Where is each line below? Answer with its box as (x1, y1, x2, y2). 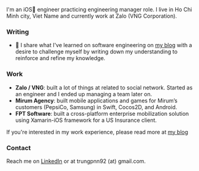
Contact (6, 143, 31, 152)
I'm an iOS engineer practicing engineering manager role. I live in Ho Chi (6, 6, 192, 13)
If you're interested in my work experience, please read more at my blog (6, 128, 189, 135)
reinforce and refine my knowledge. (15, 55, 106, 62)
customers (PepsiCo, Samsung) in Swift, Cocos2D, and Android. (15, 103, 178, 110)
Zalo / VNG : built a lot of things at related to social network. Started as (15, 83, 193, 91)
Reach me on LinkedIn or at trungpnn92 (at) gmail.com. (6, 157, 146, 165)
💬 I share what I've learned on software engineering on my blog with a (15, 42, 192, 49)
